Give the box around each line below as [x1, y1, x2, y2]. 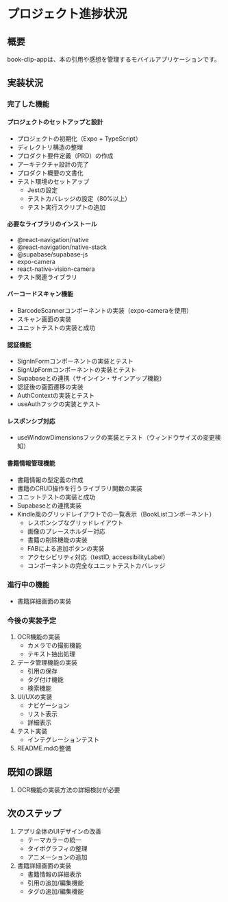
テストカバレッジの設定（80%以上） [27, 194, 131, 202]
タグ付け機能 [27, 676, 64, 684]
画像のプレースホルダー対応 [27, 527, 105, 535]
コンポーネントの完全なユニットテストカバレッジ [27, 561, 166, 569]
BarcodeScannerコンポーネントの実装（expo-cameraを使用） [16, 306, 193, 314]
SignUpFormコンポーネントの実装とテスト [16, 366, 137, 374]
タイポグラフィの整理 [27, 844, 88, 853]
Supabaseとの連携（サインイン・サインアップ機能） [16, 375, 166, 383]
